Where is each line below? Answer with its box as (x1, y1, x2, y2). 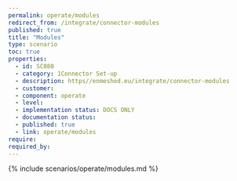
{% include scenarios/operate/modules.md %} (8, 164, 159, 173)
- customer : (15, 84, 55, 92)
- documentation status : (15, 114, 97, 121)
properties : (8, 56, 47, 63)
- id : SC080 (15, 63, 55, 71)
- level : (15, 99, 44, 107)
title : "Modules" (8, 33, 65, 42)
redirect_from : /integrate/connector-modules (8, 19, 159, 27)
